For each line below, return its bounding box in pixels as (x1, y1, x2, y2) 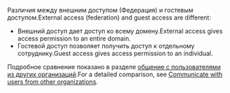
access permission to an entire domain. (17, 34, 131, 43)
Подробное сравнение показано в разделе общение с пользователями (7, 63, 222, 71)
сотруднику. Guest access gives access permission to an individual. (17, 49, 213, 57)
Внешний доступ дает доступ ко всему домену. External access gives (17, 27, 223, 35)
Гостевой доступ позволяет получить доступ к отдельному (17, 42, 195, 50)
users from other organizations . (7, 78, 99, 86)
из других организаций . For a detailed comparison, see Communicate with (7, 70, 223, 78)
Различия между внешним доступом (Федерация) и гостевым (7, 6, 194, 14)
